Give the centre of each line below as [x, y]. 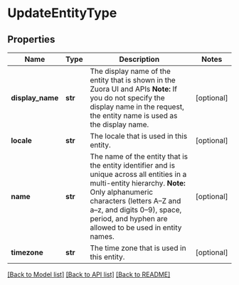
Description [139, 59]
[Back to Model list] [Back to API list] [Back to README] [89, 274]
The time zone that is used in [138, 248]
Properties [31, 39]
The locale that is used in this [139, 136]
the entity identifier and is [133, 165]
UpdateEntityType [62, 13]
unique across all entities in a [138, 174]
